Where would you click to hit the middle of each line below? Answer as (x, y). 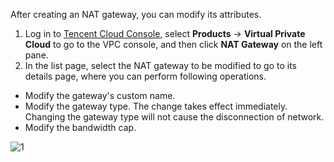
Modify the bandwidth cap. (80, 127)
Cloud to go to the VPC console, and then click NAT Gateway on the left (173, 44)
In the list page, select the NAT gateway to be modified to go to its (160, 65)
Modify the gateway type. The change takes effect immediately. (156, 106)
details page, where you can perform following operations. (145, 76)
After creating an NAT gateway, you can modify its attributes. (136, 14)
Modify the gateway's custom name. (100, 95)
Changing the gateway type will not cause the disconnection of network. (174, 117)
